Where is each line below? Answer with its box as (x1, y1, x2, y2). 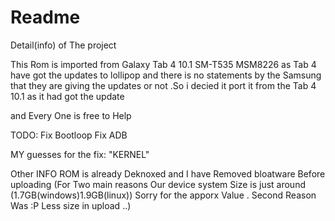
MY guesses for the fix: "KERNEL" (10, 148, 150, 160)
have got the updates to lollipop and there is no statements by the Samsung (10, 69, 322, 81)
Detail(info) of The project (10, 39, 117, 51)
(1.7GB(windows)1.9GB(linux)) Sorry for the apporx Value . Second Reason (10, 189, 317, 201)
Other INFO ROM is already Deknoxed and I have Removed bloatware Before (10, 167, 326, 180)
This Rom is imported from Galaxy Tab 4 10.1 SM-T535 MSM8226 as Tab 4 (10, 58, 317, 70)
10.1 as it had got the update (10, 90, 125, 102)
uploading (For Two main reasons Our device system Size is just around (10, 178, 306, 190)
